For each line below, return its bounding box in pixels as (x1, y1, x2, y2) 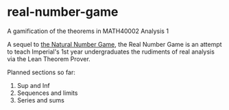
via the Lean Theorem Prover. (7, 54, 91, 63)
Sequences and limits (16, 89, 78, 97)
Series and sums (16, 96, 65, 104)
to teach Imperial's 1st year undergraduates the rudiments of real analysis (7, 47, 215, 56)
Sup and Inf (16, 81, 50, 89)
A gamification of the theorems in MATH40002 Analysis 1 (7, 27, 169, 35)
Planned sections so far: (7, 68, 75, 76)
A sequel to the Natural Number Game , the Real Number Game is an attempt (7, 40, 222, 48)
